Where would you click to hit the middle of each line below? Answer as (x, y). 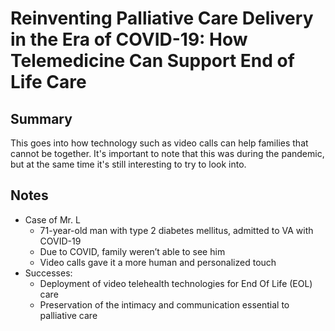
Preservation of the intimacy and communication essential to (164, 304)
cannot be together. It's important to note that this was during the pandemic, (167, 153)
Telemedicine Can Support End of (152, 61)
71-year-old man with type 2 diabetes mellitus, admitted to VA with (176, 230)
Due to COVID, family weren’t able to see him (132, 251)
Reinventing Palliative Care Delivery (162, 18)
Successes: (48, 273)
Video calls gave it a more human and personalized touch (158, 262)
